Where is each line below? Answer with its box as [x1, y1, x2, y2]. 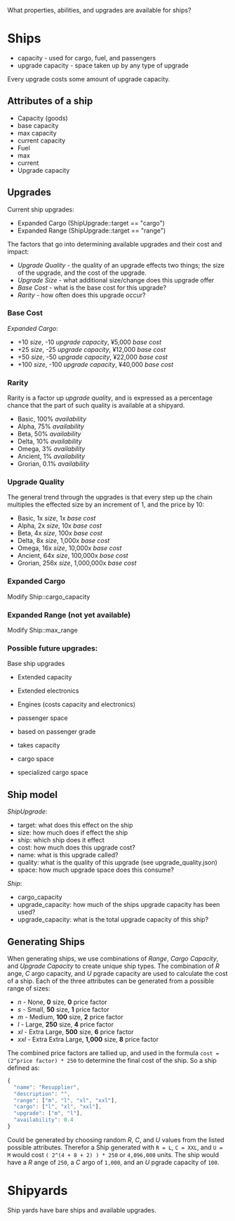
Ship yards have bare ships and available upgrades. [7, 1206, 156, 1214]
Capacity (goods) [17, 114, 68, 122]
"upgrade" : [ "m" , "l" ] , [13, 1110, 83, 1117]
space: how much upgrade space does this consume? [17, 866, 174, 874]
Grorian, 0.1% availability [17, 459, 90, 468]
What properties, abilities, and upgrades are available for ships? [7, 6, 192, 14]
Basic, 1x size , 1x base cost [17, 514, 96, 523]
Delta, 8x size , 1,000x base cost [17, 537, 110, 545]
